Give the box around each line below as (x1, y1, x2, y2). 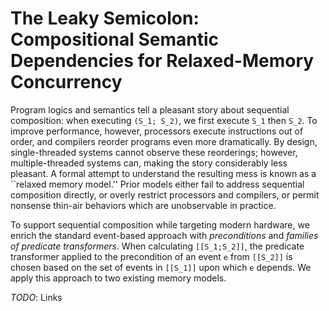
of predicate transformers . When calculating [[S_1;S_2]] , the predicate (10, 240, 305, 252)
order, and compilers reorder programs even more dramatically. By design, (10, 135, 318, 147)
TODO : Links (10, 291, 63, 303)
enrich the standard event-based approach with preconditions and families (10, 229, 319, 241)
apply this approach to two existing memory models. (10, 272, 227, 284)
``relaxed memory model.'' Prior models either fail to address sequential (10, 178, 305, 190)
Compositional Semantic (10, 28, 220, 51)
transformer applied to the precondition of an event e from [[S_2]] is (10, 250, 293, 262)
